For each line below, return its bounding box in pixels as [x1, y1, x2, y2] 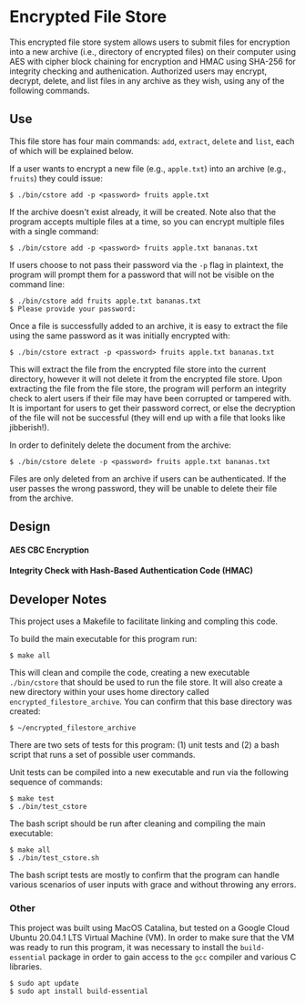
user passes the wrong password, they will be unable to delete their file [9, 482, 278, 493]
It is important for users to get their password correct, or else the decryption [9, 402, 296, 413]
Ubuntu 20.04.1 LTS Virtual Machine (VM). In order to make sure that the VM [9, 932, 295, 943]
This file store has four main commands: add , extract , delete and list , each [9, 135, 295, 147]
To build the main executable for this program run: [9, 634, 198, 645]
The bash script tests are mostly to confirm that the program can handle [9, 869, 280, 881]
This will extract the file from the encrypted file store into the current [9, 363, 267, 375]
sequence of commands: [9, 777, 103, 788]
